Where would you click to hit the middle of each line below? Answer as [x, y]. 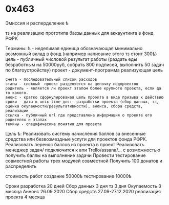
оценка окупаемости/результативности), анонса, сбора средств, [74, 106]
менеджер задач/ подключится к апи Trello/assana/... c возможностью [83, 150]
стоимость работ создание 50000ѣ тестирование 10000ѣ [68, 176]
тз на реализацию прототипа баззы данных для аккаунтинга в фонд [79, 33]
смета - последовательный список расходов [51, 79]
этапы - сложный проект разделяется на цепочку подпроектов [72, 84]
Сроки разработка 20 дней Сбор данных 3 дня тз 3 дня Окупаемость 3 [83, 186]
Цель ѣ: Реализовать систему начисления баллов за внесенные [76, 133]
